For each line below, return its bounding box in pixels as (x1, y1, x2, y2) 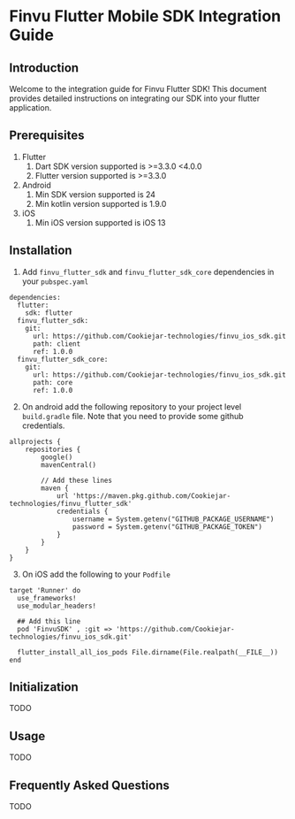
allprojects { (9, 437, 62, 446)
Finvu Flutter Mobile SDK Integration (9, 6, 282, 27)
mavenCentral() (41, 460, 97, 470)
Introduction (9, 60, 79, 75)
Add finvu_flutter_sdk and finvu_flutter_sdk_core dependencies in (21, 266, 275, 277)
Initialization (9, 679, 79, 695)
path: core (32, 378, 73, 387)
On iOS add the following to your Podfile (21, 569, 170, 579)
